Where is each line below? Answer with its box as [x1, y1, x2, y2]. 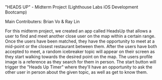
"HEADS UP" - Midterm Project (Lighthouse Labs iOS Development [5, 4, 139, 10]
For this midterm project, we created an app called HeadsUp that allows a [5, 28, 151, 33]
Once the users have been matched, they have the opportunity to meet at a [5, 38, 155, 44]
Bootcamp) [5, 9, 28, 15]
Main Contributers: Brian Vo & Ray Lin [5, 19, 80, 24]
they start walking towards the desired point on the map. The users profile [5, 54, 153, 60]
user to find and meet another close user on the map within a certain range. [5, 33, 156, 39]
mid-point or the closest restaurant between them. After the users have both [5, 44, 157, 49]
